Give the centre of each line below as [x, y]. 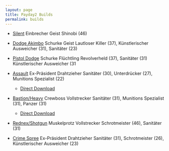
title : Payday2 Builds [29, 15]
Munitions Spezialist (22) [38, 79]
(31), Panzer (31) [30, 104]
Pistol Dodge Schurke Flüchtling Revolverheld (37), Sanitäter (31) [80, 58]
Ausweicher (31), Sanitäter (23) [45, 49]
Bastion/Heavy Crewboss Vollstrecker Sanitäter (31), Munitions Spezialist [88, 98]
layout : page [19, 10]
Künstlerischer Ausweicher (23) [45, 143]
